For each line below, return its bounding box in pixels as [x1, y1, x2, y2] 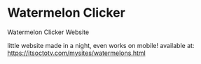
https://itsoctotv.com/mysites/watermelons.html [7, 49, 146, 57]
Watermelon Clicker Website [7, 28, 90, 36]
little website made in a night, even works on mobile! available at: [7, 41, 195, 49]
